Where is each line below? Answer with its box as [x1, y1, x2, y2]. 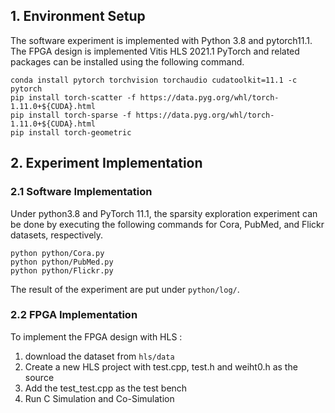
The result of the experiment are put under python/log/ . [10, 283, 240, 295]
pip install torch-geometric [10, 127, 132, 138]
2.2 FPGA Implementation [10, 308, 138, 322]
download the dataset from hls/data [24, 350, 175, 362]
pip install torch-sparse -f [10, 110, 132, 120]
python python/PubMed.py [10, 257, 114, 267]
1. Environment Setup [10, 8, 146, 25]
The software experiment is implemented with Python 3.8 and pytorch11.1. [10, 34, 313, 46]
